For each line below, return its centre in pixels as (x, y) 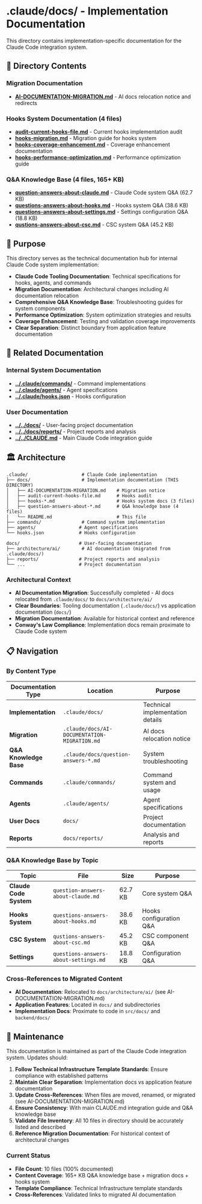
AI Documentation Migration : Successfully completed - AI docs (94, 593)
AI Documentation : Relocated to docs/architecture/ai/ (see (90, 992)
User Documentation (37, 412)
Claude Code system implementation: (53, 265)
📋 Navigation (32, 651)
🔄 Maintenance (35, 1036)
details (153, 720)
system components (40, 309)
